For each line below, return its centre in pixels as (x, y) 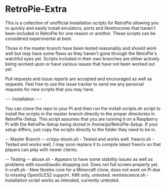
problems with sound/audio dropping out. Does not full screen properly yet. (82, 164)
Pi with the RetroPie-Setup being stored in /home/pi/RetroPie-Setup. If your (82, 124)
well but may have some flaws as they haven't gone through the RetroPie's (81, 53)
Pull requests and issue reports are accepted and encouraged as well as (79, 79)
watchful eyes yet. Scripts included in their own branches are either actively (82, 58)
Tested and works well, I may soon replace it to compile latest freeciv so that (83, 144)
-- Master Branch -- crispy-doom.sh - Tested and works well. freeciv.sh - (80, 139)
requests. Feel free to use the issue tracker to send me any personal (75, 84)
